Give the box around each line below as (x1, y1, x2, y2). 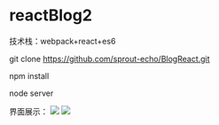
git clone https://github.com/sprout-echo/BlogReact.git (9, 53, 210, 64)
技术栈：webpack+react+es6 (9, 35, 116, 46)
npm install (9, 70, 50, 81)
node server (9, 88, 54, 98)
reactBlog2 (9, 5, 93, 26)
